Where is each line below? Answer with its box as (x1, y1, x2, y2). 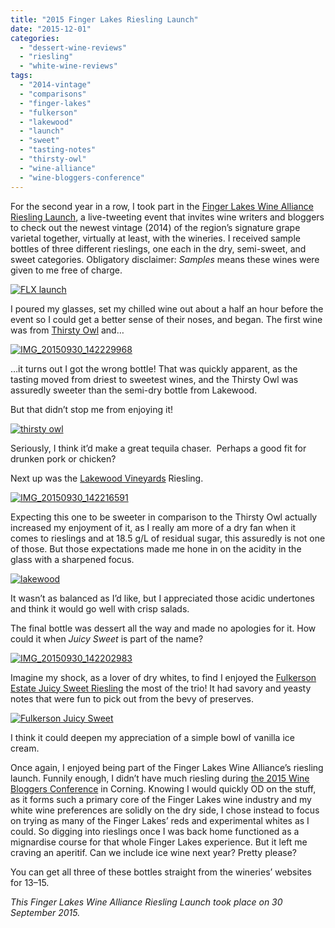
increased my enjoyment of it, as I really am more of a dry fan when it (10, 521, 297, 533)
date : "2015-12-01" (10, 24, 92, 34)
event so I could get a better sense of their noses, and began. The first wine (10, 313, 323, 325)
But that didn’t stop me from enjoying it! (10, 403, 174, 415)
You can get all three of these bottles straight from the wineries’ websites (10, 866, 312, 878)
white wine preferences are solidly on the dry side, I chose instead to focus (10, 804, 320, 816)
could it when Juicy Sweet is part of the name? (10, 632, 204, 645)
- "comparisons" (19, 89, 87, 99)
